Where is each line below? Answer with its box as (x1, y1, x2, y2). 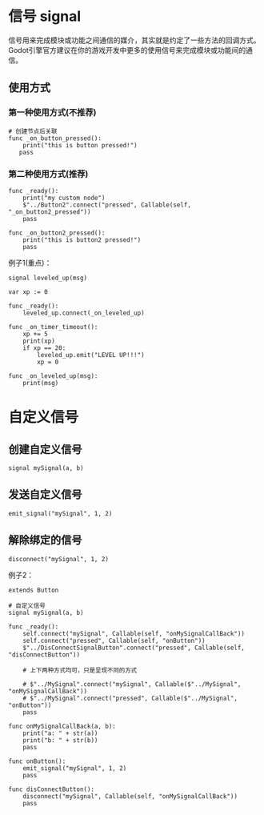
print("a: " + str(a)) (22, 729, 98, 737)
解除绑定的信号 (8, 533, 82, 547)
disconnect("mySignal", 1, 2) (8, 555, 110, 563)
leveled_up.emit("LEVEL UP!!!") (37, 351, 146, 359)
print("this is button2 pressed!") (22, 235, 142, 244)
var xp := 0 (8, 287, 48, 296)
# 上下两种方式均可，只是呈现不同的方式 (22, 666, 138, 674)
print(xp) (22, 337, 56, 345)
